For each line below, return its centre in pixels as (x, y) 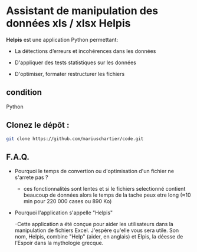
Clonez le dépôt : (38, 125)
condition (24, 92)
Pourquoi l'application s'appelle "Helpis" (64, 213)
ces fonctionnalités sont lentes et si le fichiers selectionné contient (104, 189)
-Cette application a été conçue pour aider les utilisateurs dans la (94, 224)
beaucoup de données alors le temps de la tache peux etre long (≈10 (107, 195)
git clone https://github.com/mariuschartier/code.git (75, 139)
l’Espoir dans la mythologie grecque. (59, 243)
